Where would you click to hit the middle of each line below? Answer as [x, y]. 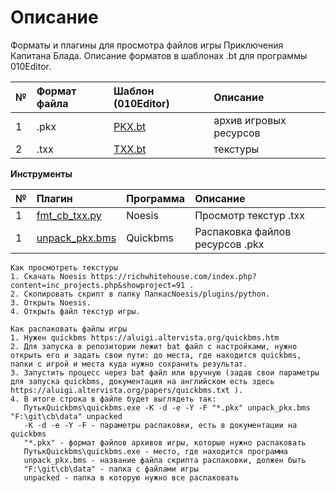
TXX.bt [130, 149]
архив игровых [250, 120]
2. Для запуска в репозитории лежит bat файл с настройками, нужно [154, 346]
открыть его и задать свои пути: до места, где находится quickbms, [156, 355]
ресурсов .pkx [229, 244]
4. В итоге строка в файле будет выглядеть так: [113, 399]
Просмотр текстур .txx [250, 215]
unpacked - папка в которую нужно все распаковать [131, 477]
